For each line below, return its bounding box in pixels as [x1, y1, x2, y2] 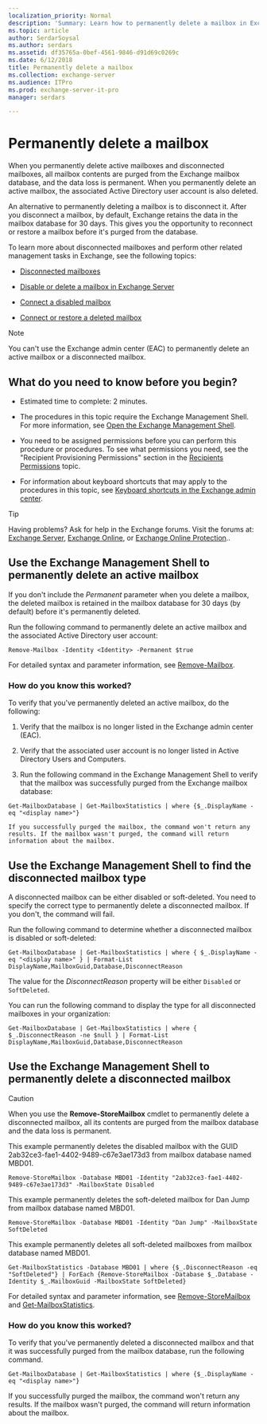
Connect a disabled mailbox [19, 297, 111, 307]
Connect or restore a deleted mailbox [19, 313, 142, 323]
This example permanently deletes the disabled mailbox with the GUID [8, 1141, 238, 1151]
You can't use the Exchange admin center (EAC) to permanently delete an [8, 344, 250, 353]
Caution [8, 1093, 34, 1103]
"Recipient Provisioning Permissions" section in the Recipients [19, 453, 224, 462]
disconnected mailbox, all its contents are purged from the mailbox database [8, 1117, 259, 1127]
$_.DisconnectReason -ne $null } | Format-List [8, 1031, 169, 1039]
